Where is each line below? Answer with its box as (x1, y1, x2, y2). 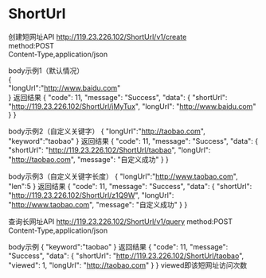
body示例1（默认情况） (8, 65, 84, 75)
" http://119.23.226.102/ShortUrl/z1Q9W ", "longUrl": (8, 190, 174, 199)
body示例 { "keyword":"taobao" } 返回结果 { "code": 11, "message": (8, 241, 229, 251)
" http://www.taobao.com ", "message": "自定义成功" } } (8, 199, 188, 209)
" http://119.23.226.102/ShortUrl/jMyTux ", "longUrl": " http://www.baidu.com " (8, 101, 256, 111)
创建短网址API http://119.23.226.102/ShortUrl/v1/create (8, 32, 187, 41)
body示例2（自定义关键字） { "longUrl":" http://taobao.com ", (8, 126, 205, 136)
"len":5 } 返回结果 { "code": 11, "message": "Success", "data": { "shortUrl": (8, 181, 252, 191)
